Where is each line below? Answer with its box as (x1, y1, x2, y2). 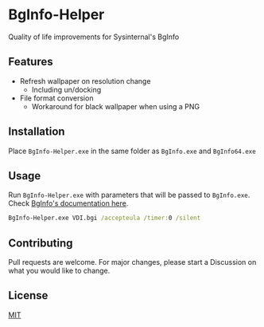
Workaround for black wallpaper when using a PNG (31, 101, 200, 111)
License (8, 289, 49, 302)
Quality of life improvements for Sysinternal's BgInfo (8, 32, 180, 41)
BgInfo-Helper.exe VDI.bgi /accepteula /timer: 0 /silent (8, 214, 201, 223)
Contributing (8, 236, 73, 250)
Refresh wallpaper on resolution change (19, 76, 151, 85)
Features (8, 55, 53, 69)
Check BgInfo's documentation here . (8, 199, 129, 208)
